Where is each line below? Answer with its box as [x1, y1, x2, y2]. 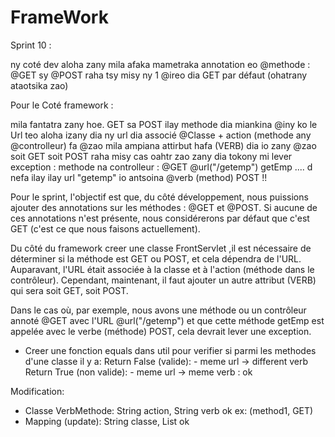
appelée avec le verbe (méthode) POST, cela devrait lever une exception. [10, 325, 312, 337]
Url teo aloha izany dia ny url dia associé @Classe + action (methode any [10, 129, 312, 141]
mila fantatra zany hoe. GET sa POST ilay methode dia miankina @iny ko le [10, 118, 318, 130]
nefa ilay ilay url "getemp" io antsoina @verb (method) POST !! [10, 171, 268, 183]
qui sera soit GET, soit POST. [10, 284, 129, 296]
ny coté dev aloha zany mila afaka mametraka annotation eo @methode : [10, 58, 311, 70]
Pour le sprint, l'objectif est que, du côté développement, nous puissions [10, 191, 309, 203]
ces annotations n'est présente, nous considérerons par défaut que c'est [10, 212, 310, 224]
